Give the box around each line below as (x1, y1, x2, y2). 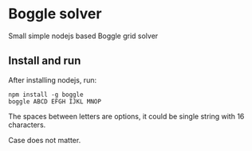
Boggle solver (8, 5, 102, 23)
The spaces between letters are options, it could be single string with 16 (8, 111, 245, 121)
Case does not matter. (8, 135, 81, 145)
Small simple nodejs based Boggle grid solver (8, 31, 159, 41)
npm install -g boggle (8, 91, 84, 99)
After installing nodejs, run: (8, 75, 97, 84)
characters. (8, 120, 46, 130)
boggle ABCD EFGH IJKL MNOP (8, 97, 102, 106)
